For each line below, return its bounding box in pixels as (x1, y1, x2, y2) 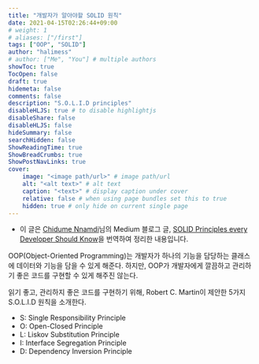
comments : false (8, 92, 61, 100)
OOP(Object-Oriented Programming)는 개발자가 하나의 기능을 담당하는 (8, 251, 230, 261)
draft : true (8, 77, 47, 85)
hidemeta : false (8, 84, 61, 93)
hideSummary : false (8, 128, 72, 136)
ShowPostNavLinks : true (8, 158, 87, 166)
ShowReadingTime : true (8, 143, 83, 151)
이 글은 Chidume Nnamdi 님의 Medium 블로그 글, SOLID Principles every (19, 225, 248, 234)
